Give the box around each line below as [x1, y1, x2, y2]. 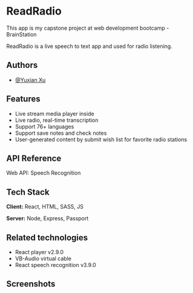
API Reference [6, 153, 62, 163]
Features [6, 94, 41, 104]
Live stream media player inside [15, 110, 95, 117]
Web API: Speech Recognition [6, 169, 81, 177]
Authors [6, 60, 38, 70]
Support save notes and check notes [15, 129, 107, 136]
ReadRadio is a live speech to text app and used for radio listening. [6, 42, 172, 50]
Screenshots [6, 279, 56, 289]
